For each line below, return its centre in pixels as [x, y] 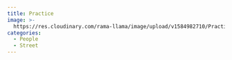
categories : [24, 33]
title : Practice [30, 13]
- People [26, 39]
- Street [26, 46]
